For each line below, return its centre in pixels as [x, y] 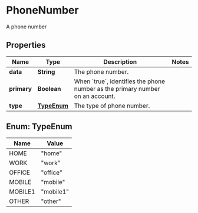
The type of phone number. [112, 106]
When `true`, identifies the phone [120, 81]
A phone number [27, 27]
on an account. [95, 96]
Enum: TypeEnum [39, 127]
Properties [26, 45]
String [46, 71]
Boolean [49, 89]
